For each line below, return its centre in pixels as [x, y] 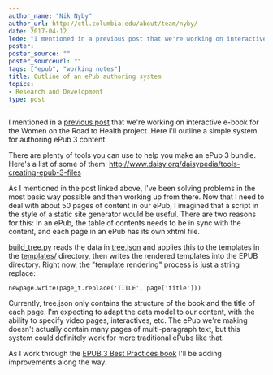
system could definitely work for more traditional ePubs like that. [117, 338]
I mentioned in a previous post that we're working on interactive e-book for [134, 122]
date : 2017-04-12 [38, 31]
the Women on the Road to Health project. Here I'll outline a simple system [133, 131]
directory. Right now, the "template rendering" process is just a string [124, 264]
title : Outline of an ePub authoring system [85, 76]
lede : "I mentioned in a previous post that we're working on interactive [138, 39]
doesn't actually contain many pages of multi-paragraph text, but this [125, 329]
